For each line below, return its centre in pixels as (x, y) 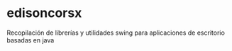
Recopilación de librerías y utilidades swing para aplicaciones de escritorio (116, 33)
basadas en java (31, 40)
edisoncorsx (44, 13)
